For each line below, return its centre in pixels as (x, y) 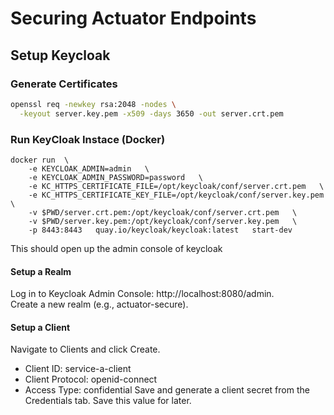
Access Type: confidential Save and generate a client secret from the (167, 390)
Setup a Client (40, 327)
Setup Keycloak (60, 55)
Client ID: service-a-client (78, 369)
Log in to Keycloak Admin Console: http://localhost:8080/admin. (142, 294)
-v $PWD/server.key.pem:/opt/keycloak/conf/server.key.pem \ (163, 221)
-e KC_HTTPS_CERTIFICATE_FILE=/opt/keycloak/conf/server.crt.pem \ (176, 186)
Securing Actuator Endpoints (133, 18)
